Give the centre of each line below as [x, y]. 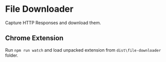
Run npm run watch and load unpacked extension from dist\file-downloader [83, 50]
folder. [12, 55]
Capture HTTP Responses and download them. [53, 23]
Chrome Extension [34, 38]
